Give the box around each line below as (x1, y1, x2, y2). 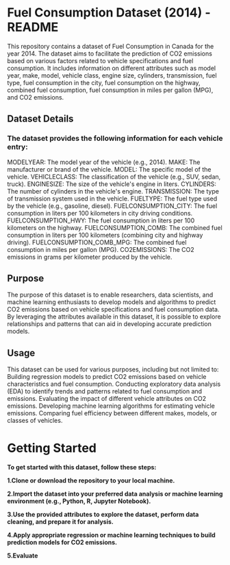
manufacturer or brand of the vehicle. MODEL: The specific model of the (7, 165, 212, 173)
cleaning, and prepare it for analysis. (7, 518, 114, 526)
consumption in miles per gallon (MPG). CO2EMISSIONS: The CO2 (7, 245, 194, 253)
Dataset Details (7, 113, 74, 125)
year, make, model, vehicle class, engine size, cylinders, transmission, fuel (7, 71, 217, 80)
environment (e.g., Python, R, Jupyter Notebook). (7, 497, 151, 505)
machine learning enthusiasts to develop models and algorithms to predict (7, 298, 216, 306)
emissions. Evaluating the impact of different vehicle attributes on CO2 (7, 395, 207, 403)
